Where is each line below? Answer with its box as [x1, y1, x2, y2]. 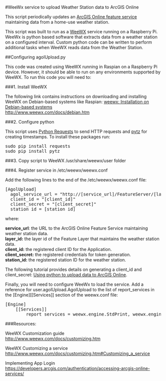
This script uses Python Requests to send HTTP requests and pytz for [5, 128, 147, 134]
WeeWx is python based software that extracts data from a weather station [5, 34, 158, 40]
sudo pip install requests [5, 143, 71, 149]
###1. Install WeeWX [5, 84, 47, 90]
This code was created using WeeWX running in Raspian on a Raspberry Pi [5, 64, 158, 69]
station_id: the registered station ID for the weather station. [5, 257, 126, 262]
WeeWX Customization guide [5, 330, 65, 336]
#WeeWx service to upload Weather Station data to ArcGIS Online [5, 4, 139, 10]
